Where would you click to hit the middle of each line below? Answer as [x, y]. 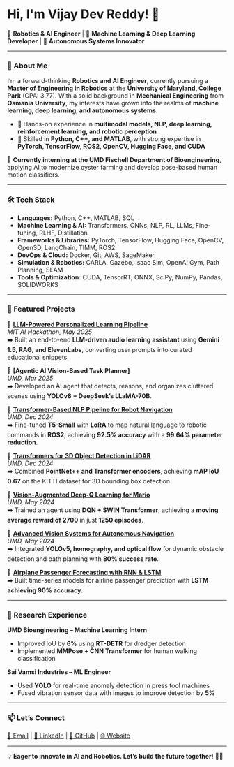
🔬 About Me [28, 66]
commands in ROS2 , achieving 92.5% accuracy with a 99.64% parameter [115, 434]
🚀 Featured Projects [41, 309]
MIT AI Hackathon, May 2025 [50, 332]
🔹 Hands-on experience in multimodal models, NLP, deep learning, [115, 124]
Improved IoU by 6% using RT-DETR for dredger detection [101, 644]
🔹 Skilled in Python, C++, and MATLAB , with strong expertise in [109, 139]
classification [36, 659]
